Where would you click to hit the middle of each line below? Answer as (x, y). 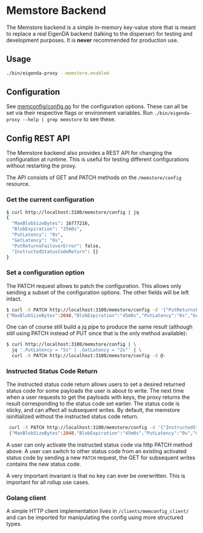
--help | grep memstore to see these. (69, 119)
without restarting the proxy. (41, 166)
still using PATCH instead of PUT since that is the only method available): (97, 333)
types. (14, 524)
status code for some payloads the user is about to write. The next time (95, 391)
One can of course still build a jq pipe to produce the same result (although (100, 327)
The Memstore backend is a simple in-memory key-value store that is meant (101, 27)
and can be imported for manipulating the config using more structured (95, 517)
